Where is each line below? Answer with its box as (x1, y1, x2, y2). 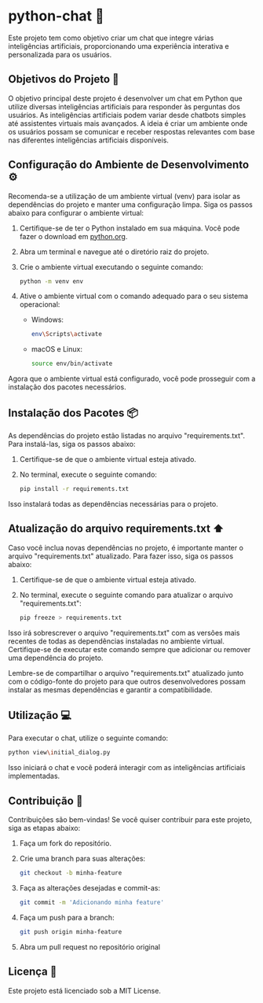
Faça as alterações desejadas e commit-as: (19, 883, 161, 892)
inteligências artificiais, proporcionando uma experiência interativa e (8, 41, 229, 50)
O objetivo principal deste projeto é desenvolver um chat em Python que (8, 94, 243, 103)
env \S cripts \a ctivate (31, 330, 102, 338)
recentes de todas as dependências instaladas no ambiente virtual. (8, 636, 225, 646)
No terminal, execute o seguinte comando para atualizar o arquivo (19, 590, 233, 599)
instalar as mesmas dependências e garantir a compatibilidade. (8, 684, 213, 695)
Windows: (31, 315, 64, 325)
